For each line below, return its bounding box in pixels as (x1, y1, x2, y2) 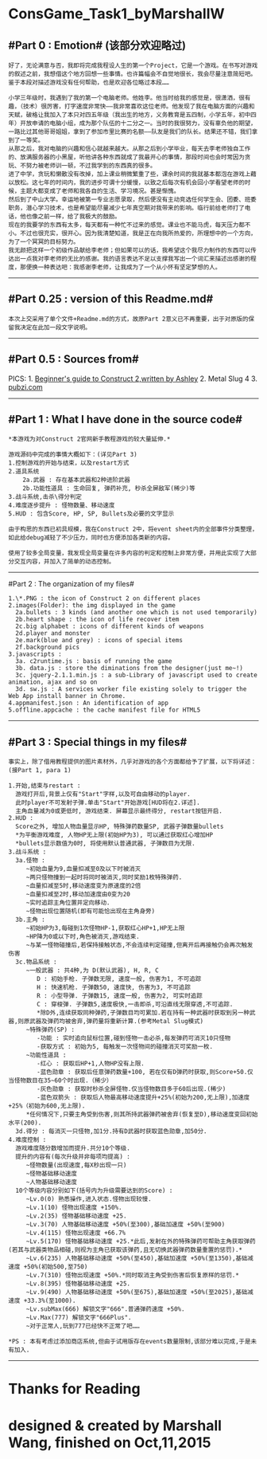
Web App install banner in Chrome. (8, 692, 126, 700)
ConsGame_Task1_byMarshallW (8, 5, 225, 23)
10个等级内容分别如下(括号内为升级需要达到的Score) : (15, 1186, 173, 1195)
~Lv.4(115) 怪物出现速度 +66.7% (25, 1229, 126, 1237)
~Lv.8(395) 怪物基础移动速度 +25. (25, 1280, 131, 1288)
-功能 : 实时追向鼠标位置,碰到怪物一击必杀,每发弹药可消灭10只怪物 (37, 1034, 231, 1042)
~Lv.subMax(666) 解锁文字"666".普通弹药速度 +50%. (25, 1305, 185, 1313)
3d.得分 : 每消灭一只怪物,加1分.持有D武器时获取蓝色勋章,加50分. (15, 1128, 207, 1135)
